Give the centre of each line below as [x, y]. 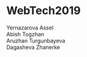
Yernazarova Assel [30, 28]
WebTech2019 [43, 11]
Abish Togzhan [25, 34]
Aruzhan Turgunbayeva [36, 40]
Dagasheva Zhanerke [33, 47]
